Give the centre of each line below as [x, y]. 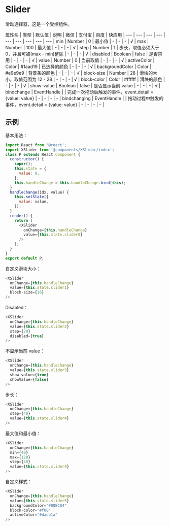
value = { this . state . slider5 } [40, 501]
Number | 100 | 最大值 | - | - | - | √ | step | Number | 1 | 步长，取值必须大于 [82, 47]
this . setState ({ [32, 197]
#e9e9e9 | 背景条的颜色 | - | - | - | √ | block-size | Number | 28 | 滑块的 [79, 73]
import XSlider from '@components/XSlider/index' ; [60, 150]
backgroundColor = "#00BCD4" [38, 505]
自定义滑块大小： [23, 269]
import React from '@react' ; [36, 145]
